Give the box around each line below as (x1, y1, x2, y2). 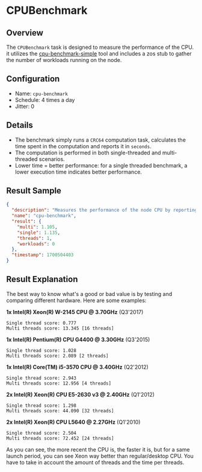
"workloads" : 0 (17, 241, 55, 247)
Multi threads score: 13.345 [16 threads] (6, 325, 114, 332)
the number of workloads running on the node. (6, 57, 122, 63)
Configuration (6, 74, 60, 84)
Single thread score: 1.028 (6, 347, 77, 353)
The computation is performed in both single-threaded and (14, 149, 161, 156)
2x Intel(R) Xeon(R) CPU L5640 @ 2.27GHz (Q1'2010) (6, 418, 141, 426)
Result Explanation (6, 274, 78, 285)
